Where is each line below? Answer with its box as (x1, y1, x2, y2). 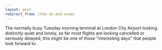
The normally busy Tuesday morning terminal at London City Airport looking (5, 25, 158, 31)
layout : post (5, 7, 32, 12)
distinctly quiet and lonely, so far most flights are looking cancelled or (5, 30, 144, 36)
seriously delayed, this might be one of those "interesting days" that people (5, 35, 157, 41)
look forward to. (5, 40, 37, 46)
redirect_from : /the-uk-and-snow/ (5, 12, 75, 17)
